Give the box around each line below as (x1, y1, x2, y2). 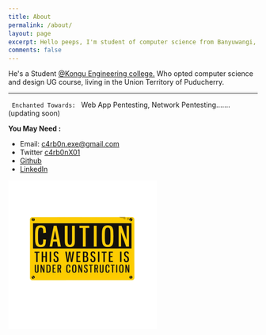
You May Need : (8, 124, 62, 134)
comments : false (8, 46, 62, 55)
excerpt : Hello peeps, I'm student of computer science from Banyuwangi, (8, 38, 257, 46)
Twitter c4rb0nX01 (19, 147, 81, 158)
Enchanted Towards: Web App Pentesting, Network (11, 100, 180, 110)
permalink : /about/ (8, 21, 73, 29)
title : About (8, 13, 51, 21)
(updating (8, 108, 40, 118)
